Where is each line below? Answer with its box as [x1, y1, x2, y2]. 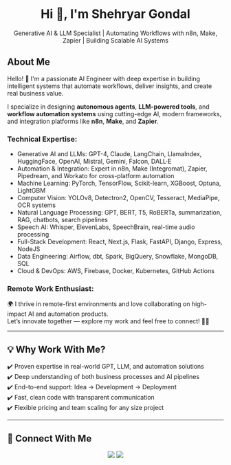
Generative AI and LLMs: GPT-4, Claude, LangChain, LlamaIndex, [16, 150, 202, 158]
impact [7, 310, 27, 318]
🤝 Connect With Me [7, 433, 92, 444]
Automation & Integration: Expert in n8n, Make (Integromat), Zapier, [16, 164, 208, 173]
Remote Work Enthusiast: [7, 283, 94, 293]
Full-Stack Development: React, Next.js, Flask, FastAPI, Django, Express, [16, 237, 223, 246]
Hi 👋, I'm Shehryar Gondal [41, 6, 190, 22]
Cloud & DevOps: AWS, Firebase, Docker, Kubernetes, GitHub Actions [16, 267, 215, 275]
